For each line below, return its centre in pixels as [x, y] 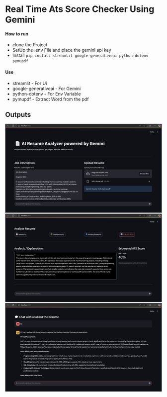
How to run [17, 34]
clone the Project [30, 45]
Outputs [18, 115]
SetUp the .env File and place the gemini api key [62, 50]
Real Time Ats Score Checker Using [80, 9]
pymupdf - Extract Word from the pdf [50, 99]
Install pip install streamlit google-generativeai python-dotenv [80, 55]
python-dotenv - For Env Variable [46, 94]
